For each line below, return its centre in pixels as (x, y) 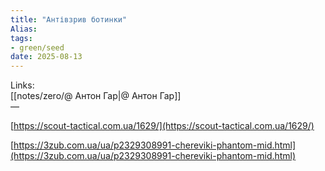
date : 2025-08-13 (46, 57)
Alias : (24, 29)
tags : (21, 38)
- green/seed (37, 47)
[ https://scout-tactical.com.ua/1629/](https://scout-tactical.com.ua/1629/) (162, 126)
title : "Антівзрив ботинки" (69, 19)
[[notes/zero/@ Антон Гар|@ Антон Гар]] (96, 96)
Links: (22, 85)
